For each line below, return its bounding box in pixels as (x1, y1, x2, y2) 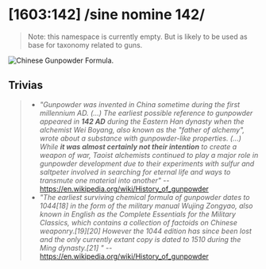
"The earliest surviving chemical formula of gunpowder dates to (39, 192, 250, 202)
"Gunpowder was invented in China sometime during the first (39, 99, 241, 109)
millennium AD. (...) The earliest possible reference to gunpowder (39, 108, 253, 117)
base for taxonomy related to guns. (27, 40, 143, 49)
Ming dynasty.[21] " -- (39, 243, 113, 252)
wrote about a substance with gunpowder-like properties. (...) (39, 133, 242, 143)
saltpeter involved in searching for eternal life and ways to (39, 167, 231, 176)
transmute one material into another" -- (39, 175, 170, 185)
